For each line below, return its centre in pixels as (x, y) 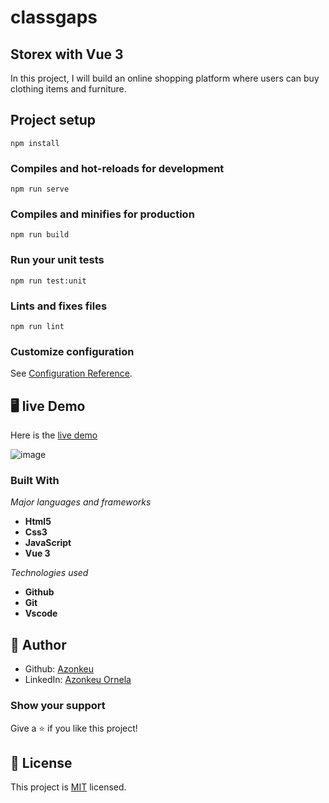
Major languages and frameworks (81, 502)
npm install (35, 143)
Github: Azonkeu (59, 669)
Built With (35, 481)
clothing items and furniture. (68, 89)
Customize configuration (72, 351)
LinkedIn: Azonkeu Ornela (78, 680)
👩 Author (38, 644)
